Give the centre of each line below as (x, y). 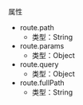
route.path (37, 27)
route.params (42, 46)
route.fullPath (42, 83)
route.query (39, 64)
